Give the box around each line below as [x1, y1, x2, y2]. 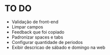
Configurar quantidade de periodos [11, 39, 83, 45]
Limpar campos [11, 24, 44, 29]
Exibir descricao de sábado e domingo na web [11, 44, 106, 50]
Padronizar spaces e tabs [11, 34, 64, 40]
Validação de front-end [11, 19, 59, 25]
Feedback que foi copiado [11, 29, 65, 35]
